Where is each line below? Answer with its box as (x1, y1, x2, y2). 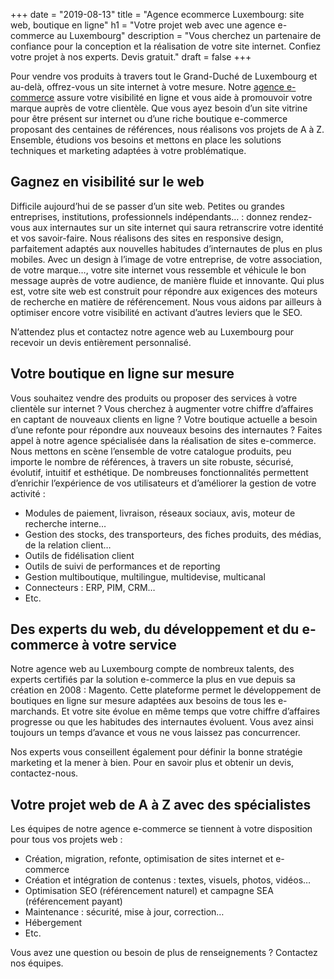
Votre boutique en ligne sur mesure (10, 365, 235, 383)
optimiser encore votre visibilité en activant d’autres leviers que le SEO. (10, 306, 303, 318)
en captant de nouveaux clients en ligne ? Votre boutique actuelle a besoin (10, 413, 318, 425)
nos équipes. (10, 957, 64, 969)
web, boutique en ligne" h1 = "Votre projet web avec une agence (10, 19, 276, 31)
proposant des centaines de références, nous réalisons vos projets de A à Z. (10, 124, 325, 135)
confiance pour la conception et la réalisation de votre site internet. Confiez (10, 40, 322, 52)
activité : (10, 487, 46, 499)
